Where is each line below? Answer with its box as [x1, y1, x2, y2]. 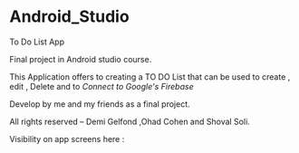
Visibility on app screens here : [9, 133, 125, 144]
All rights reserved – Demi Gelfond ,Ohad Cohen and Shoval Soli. [9, 116, 251, 127]
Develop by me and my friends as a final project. [9, 98, 190, 110]
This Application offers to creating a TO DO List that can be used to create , [9, 71, 291, 82]
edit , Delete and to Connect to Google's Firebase [9, 81, 194, 91]
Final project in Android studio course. [9, 53, 152, 64]
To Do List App [9, 36, 65, 47]
